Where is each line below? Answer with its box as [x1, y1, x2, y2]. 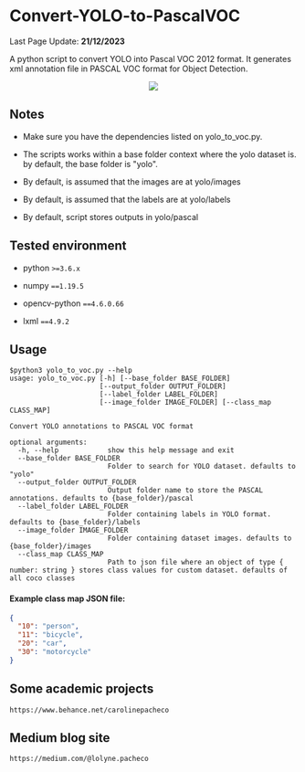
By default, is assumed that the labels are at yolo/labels [22, 194, 231, 205]
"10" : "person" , [17, 622, 79, 631]
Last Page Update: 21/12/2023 [9, 36, 125, 47]
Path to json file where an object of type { [107, 558, 284, 567]
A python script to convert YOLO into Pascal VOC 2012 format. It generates [9, 53, 292, 64]
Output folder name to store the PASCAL [107, 486, 263, 495]
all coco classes [9, 574, 76, 583]
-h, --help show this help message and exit [17, 446, 235, 455]
